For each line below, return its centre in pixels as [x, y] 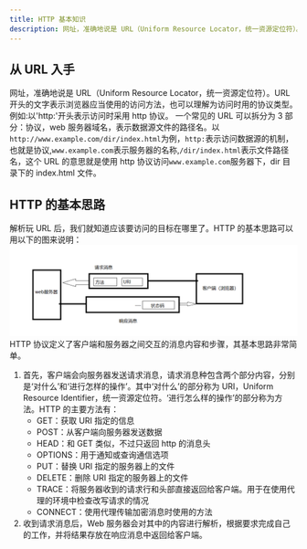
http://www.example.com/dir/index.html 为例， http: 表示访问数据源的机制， [152, 139]
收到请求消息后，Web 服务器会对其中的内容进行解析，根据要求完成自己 [156, 523]
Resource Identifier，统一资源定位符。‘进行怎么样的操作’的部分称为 [149, 397]
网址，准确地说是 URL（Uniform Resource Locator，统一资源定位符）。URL [150, 93]
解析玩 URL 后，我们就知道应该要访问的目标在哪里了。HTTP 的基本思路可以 [152, 228]
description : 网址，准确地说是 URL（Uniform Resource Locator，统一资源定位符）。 [156, 29]
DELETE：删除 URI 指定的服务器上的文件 [112, 477]
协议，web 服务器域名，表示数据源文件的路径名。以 [122, 127]
